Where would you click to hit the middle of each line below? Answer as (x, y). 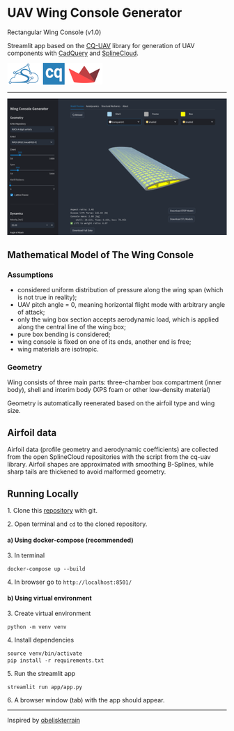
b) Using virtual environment (49, 598)
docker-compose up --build (46, 569)
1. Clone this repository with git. (52, 511)
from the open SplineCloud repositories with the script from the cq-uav (109, 457)
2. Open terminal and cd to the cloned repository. (77, 524)
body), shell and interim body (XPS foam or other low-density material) (109, 390)
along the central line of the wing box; (72, 327)
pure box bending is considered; (64, 334)
